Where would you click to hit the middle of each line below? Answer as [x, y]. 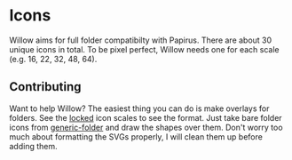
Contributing [45, 87]
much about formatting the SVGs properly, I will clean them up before [136, 136]
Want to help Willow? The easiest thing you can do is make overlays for [139, 108]
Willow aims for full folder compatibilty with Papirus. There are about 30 [141, 40]
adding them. [33, 146]
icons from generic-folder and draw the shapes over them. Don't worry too [146, 127]
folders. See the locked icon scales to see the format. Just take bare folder [146, 117]
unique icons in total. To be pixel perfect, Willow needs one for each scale [144, 49]
